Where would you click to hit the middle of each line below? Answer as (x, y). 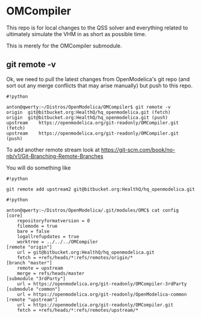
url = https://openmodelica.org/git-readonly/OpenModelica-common (102, 294)
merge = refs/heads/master (51, 273)
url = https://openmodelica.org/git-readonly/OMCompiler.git (95, 305)
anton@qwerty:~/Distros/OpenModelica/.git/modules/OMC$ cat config (93, 210)
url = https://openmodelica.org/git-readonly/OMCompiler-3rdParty (102, 284)
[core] (14, 215)
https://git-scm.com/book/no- (138, 150)
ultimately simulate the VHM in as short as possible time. (76, 34)
